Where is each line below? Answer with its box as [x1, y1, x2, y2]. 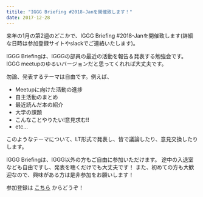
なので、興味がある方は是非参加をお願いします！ [11, 171, 134, 178]
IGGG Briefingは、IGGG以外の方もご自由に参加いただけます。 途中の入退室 [6, 156, 194, 163]
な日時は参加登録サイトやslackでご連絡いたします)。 [6, 39, 139, 47]
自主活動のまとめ [15, 93, 58, 101]
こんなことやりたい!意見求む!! [15, 116, 89, 123]
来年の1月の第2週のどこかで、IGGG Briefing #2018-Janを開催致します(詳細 [6, 32, 193, 39]
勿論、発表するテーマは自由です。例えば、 [6, 73, 112, 80]
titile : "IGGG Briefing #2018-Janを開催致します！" [6, 8, 132, 15]
